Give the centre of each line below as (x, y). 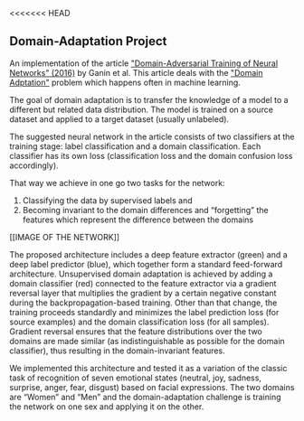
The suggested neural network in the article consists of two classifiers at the (152, 136)
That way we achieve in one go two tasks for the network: (117, 182)
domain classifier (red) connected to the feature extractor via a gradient (143, 283)
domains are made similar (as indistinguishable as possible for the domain (147, 341)
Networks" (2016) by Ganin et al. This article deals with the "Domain (136, 72)
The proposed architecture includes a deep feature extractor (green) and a (148, 254)
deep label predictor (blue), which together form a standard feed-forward (146, 264)
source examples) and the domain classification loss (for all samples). (139, 322)
